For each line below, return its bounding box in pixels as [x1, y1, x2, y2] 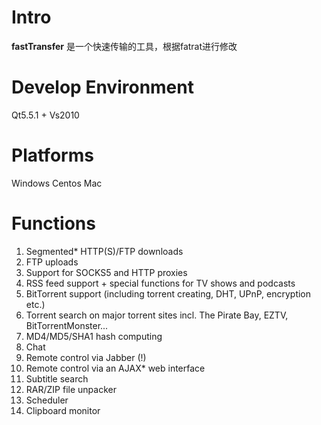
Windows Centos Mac [11, 177, 103, 189]
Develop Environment [11, 76, 194, 99]
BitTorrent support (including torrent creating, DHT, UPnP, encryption [25, 287, 312, 300]
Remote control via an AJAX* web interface [25, 362, 206, 374]
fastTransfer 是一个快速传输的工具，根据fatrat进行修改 [11, 40, 238, 52]
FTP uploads [25, 256, 79, 268]
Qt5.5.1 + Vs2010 [11, 109, 80, 121]
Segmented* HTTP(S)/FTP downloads [25, 245, 184, 257]
